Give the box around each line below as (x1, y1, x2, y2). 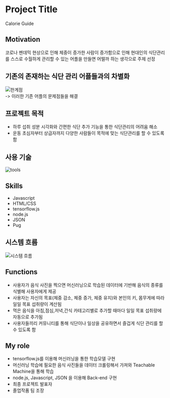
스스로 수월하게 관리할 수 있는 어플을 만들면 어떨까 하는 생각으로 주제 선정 (10, 56, 156, 62)
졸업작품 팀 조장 (12, 387, 44, 393)
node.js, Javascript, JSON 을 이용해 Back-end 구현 (12, 375, 117, 381)
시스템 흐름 (5, 238, 38, 247)
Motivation (5, 35, 41, 44)
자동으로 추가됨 (12, 313, 43, 320)
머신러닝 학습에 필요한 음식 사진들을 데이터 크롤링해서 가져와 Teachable (12, 362, 155, 368)
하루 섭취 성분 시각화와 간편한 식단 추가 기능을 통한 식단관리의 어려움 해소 (12, 124, 158, 130)
